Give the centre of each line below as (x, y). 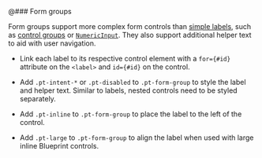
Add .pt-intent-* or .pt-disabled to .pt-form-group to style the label (133, 82)
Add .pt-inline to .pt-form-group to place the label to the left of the (131, 114)
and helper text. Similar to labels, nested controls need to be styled (129, 90)
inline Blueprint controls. (59, 146)
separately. (38, 99)
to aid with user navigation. (52, 43)
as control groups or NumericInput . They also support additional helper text (130, 35)
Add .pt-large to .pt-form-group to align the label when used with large (137, 138)
